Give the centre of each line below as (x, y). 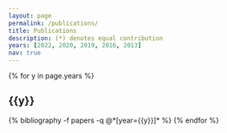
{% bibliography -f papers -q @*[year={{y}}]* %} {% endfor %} (114, 120)
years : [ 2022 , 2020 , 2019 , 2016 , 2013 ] (75, 46)
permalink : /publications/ (53, 23)
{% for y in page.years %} (51, 76)
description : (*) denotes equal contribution (85, 38)
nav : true (25, 53)
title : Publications (43, 30)
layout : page (30, 16)
